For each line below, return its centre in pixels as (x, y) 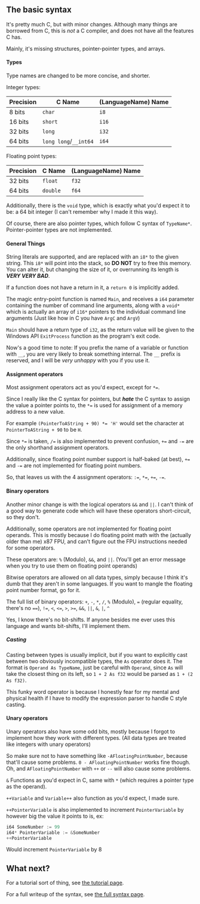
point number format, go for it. (43, 590)
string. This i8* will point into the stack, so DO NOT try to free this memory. (99, 263)
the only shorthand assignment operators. (58, 448)
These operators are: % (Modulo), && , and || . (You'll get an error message (96, 559)
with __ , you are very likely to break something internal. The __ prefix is (93, 354)
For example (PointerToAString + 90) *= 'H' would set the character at (95, 423)
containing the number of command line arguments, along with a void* (93, 305)
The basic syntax (39, 10)
